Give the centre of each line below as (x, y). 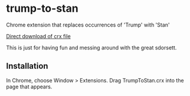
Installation (27, 66)
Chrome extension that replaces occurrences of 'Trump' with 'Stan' (88, 25)
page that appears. (29, 87)
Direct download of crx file (38, 36)
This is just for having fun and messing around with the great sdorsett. (91, 47)
